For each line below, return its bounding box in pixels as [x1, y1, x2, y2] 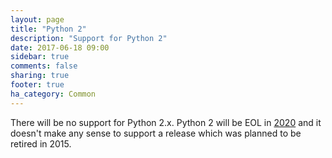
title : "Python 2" [10, 24, 87, 34]
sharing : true [10, 71, 70, 81]
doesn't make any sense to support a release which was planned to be [10, 127, 302, 139]
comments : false [10, 61, 78, 71]
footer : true [10, 80, 65, 90]
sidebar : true [10, 52, 70, 62]
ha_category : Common [10, 89, 97, 99]
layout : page [10, 14, 65, 25]
